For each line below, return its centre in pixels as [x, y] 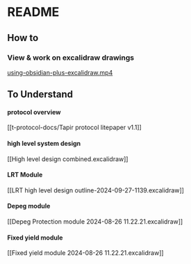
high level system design [44, 144]
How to [23, 38]
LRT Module [25, 175]
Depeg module [29, 206]
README [33, 12]
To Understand [40, 94]
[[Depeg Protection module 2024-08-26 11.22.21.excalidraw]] [95, 222]
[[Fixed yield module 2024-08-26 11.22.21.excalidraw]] [86, 253]
